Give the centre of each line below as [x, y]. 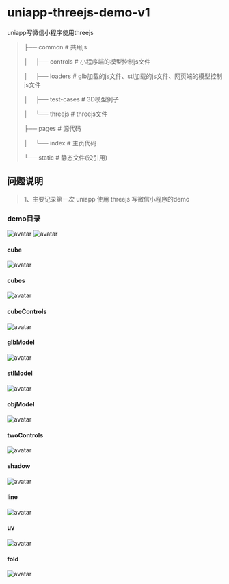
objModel [21, 404]
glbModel [21, 342]
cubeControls [27, 312]
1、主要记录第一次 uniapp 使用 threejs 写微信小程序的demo [107, 199]
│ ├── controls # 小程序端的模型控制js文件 [87, 61]
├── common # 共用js [55, 47]
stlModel [20, 373]
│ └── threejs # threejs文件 [66, 114]
